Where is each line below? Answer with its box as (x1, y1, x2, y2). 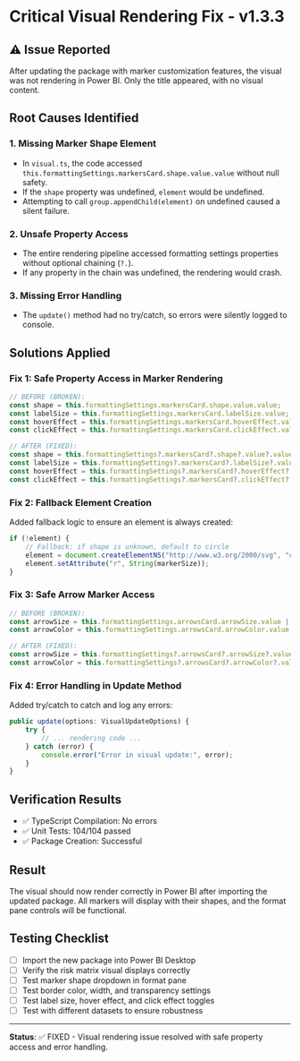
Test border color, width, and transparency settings (21, 985, 212, 996)
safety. (21, 176, 48, 187)
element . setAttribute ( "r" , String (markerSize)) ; (25, 559, 210, 568)
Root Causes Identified (9, 110, 139, 126)
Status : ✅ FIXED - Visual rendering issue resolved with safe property (9, 1031, 263, 1042)
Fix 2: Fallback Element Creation (9, 496, 152, 509)
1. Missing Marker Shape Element (9, 137, 157, 150)
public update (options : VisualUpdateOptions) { (9, 717, 190, 726)
